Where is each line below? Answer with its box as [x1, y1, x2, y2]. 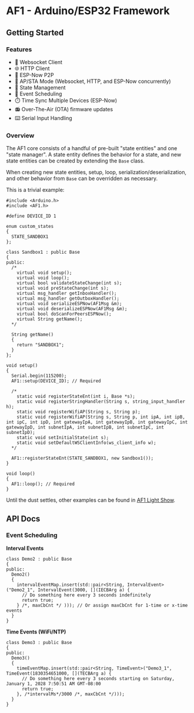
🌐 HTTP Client [14, 65, 50, 72]
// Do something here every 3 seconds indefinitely [21, 592, 151, 598]
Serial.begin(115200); [11, 373, 67, 379]
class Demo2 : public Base [6, 556, 72, 562]
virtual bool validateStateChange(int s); [16, 280, 122, 286]
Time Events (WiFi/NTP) [6, 628, 66, 635]
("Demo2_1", [6, 587, 35, 593]
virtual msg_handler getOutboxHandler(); [16, 296, 119, 301]
